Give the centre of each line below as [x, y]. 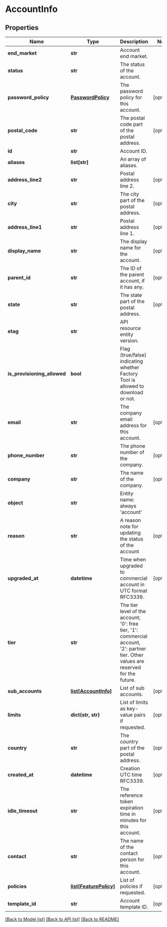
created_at [21, 775]
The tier [129, 605]
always [128, 506]
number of [132, 452]
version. [129, 341]
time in [128, 814]
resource [130, 328]
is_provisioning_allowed [37, 374]
